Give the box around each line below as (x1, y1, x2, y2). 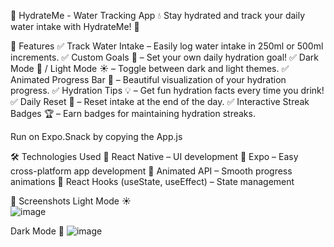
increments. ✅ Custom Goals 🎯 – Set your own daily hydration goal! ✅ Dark (10, 51, 319, 63)
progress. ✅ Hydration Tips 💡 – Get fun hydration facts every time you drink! (10, 85, 325, 96)
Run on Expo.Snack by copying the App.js (10, 131, 183, 142)
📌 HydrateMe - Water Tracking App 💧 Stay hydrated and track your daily (10, 10, 306, 21)
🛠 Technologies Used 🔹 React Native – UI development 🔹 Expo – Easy (10, 151, 299, 162)
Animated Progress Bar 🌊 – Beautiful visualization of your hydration (10, 74, 287, 85)
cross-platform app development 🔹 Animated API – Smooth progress (10, 165, 293, 177)
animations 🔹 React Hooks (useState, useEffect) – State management (10, 176, 295, 187)
